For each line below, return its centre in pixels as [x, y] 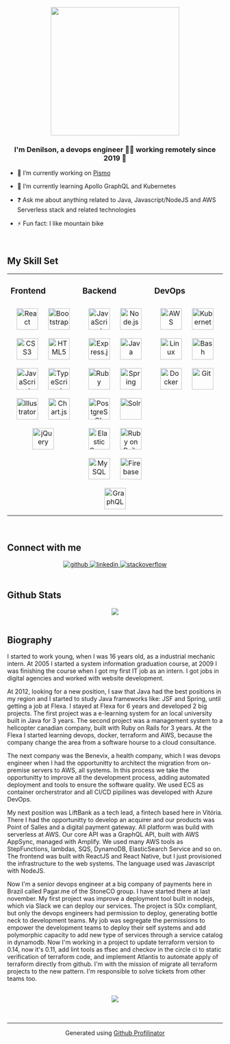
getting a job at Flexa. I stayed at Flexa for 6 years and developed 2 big [107, 706]
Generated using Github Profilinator [115, 1033]
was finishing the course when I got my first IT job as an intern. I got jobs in [113, 671]
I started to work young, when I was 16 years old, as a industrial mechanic [111, 657]
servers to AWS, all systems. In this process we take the [110, 770]
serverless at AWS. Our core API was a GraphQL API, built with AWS [103, 835]
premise [18, 770]
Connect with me [44, 548]
